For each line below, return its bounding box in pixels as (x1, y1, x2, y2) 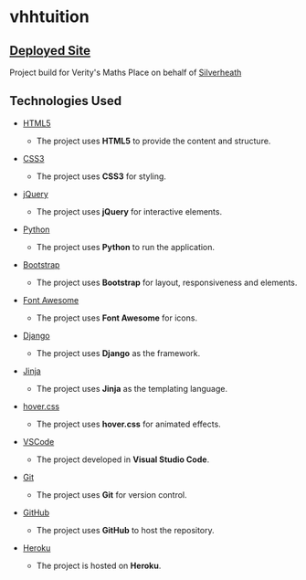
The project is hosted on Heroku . (36, 560, 162, 571)
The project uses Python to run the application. (36, 241, 216, 252)
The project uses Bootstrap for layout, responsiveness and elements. (36, 277, 298, 288)
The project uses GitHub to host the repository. (36, 524, 215, 535)
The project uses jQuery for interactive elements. (36, 206, 222, 216)
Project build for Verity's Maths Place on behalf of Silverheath (9, 67, 242, 78)
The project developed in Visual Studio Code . (36, 454, 210, 465)
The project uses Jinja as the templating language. (36, 383, 228, 394)
